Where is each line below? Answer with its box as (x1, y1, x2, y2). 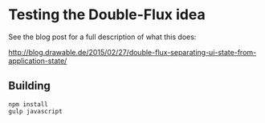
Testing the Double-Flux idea (8, 6, 206, 24)
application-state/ (8, 56, 67, 65)
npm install (8, 100, 48, 109)
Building (8, 79, 51, 93)
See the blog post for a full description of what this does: (8, 32, 197, 42)
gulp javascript (8, 107, 63, 115)
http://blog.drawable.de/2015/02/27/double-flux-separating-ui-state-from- (8, 47, 257, 57)
